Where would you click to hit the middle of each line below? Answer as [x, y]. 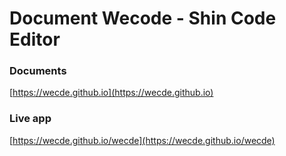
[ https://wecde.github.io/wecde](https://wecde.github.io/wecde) [142, 140]
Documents [38, 71]
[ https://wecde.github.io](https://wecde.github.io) [111, 93]
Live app [30, 119]
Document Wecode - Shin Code [143, 18]
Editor [35, 39]
